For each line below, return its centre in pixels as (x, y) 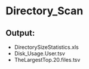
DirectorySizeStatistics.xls (46, 47)
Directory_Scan (44, 11)
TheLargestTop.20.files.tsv (47, 60)
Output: (20, 33)
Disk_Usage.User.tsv (39, 54)
